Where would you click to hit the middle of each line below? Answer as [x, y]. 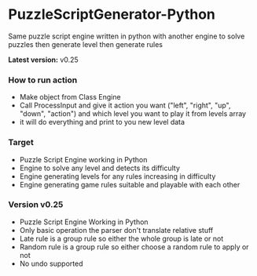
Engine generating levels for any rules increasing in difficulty [117, 176]
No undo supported [51, 263]
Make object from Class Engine [70, 97]
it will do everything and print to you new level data [102, 122]
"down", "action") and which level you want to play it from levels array [132, 114]
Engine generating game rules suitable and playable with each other [130, 184]
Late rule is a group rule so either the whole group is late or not [121, 238]
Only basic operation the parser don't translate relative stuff [116, 230]
